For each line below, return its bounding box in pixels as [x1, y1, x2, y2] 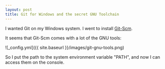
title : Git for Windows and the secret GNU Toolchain [5, 12, 120, 17]
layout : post [5, 7, 32, 12]
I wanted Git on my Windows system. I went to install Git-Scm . [5, 25, 133, 31]
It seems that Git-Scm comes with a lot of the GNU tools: [5, 35, 122, 41]
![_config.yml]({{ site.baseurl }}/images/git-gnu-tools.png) [5, 44, 125, 50]
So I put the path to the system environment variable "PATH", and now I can [5, 54, 161, 60]
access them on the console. [5, 59, 65, 65]
